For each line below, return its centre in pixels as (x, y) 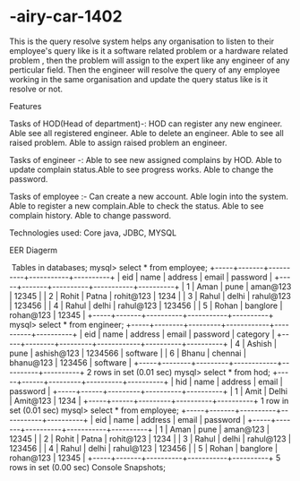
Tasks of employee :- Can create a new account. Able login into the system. (149, 196)
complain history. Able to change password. (90, 215)
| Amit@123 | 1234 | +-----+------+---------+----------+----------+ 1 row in (149, 400)
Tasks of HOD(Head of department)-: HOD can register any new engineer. (146, 124)
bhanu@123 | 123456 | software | (71, 362)
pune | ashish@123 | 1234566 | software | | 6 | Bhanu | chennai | (128, 353)
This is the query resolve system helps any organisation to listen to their (142, 41)
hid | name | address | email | (230, 382)
